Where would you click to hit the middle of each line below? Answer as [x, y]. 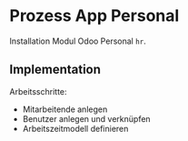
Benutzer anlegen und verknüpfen [87, 118]
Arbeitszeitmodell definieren [75, 128]
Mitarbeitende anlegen [65, 109]
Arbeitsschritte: [38, 91]
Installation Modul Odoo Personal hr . [78, 41]
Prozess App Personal [94, 16]
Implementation [55, 70]
